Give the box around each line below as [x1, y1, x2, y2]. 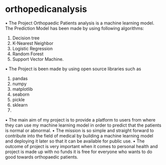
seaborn [12, 91, 30, 97]
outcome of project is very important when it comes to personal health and [5, 143, 158, 149]
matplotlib [12, 86, 33, 92]
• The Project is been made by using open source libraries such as [5, 66, 141, 72]
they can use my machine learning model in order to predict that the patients [5, 122, 162, 128]
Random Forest [12, 51, 44, 57]
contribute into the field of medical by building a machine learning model [5, 133, 154, 139]
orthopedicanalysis [5, 3, 87, 15]
